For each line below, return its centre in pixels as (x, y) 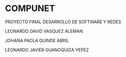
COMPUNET (30, 8)
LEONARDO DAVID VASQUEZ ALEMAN (44, 31)
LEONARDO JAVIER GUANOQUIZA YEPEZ (47, 50)
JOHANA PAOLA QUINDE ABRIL (37, 40)
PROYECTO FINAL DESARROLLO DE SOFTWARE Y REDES (63, 22)
